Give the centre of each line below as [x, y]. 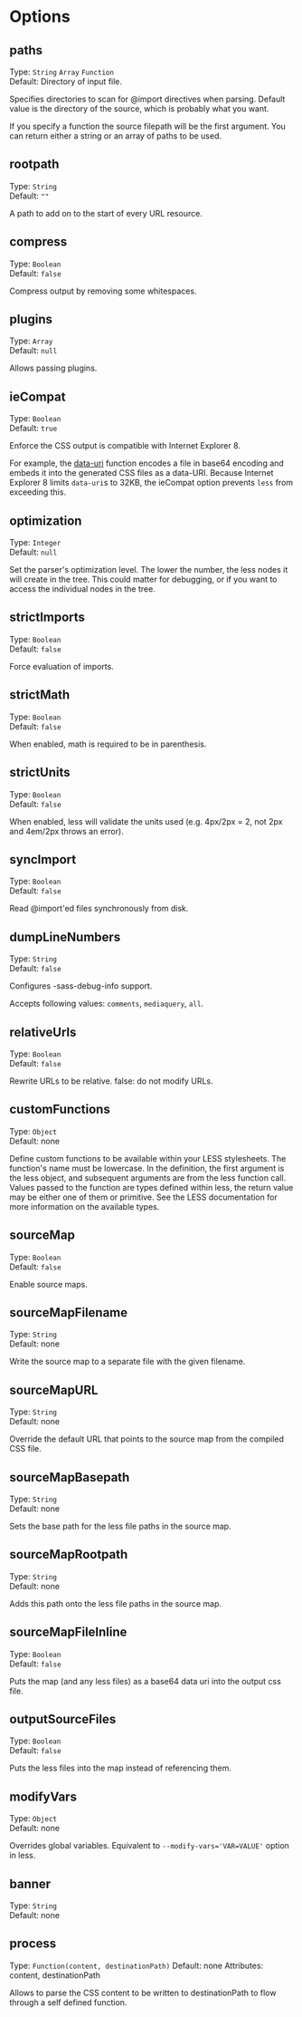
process [33, 1944]
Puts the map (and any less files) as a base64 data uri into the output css [146, 1681]
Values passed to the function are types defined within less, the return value [151, 1187]
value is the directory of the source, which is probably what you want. [139, 109]
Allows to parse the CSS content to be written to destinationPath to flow [143, 1993]
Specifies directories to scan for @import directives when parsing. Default [147, 99]
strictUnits [40, 772]
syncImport [43, 859]
